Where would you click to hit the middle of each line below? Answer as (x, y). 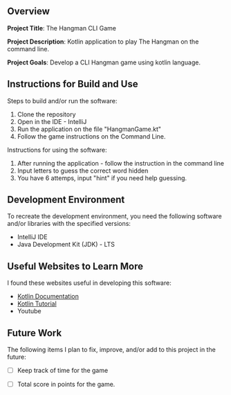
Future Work (35, 333)
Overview (29, 11)
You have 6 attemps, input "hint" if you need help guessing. (102, 178)
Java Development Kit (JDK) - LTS (66, 245)
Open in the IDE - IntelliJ (52, 121)
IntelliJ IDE (32, 237)
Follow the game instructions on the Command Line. (91, 136)
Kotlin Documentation (48, 297)
